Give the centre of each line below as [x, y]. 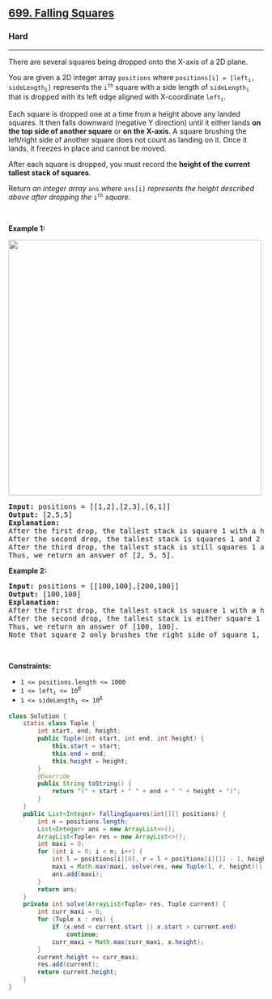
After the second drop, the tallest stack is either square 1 [134, 618]
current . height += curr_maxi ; [88, 957]
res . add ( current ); [68, 965]
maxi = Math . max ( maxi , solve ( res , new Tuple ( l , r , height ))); [159, 867]
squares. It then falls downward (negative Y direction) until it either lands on [135, 122]
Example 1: [27, 228]
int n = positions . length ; [83, 822]
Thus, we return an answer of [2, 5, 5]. [92, 555]
